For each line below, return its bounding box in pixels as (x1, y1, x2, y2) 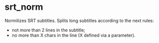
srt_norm (4, 1, 43, 13)
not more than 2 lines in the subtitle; (11, 27, 85, 33)
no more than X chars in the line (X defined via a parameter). (11, 32, 136, 38)
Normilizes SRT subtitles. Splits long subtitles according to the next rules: (4, 18, 154, 23)
